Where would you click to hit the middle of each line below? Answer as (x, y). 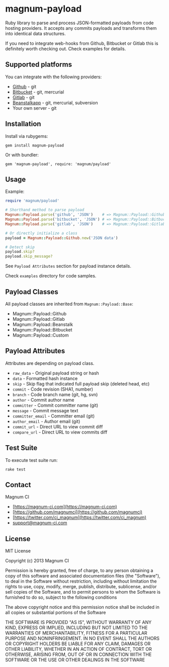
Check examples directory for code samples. (51, 276)
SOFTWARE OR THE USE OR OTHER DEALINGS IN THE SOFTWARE (75, 660)
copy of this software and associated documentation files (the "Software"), (83, 576)
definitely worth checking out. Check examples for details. (66, 49)
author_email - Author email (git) (46, 421)
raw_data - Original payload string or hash (56, 373)
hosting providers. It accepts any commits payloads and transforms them (81, 28)
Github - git (24, 86)
